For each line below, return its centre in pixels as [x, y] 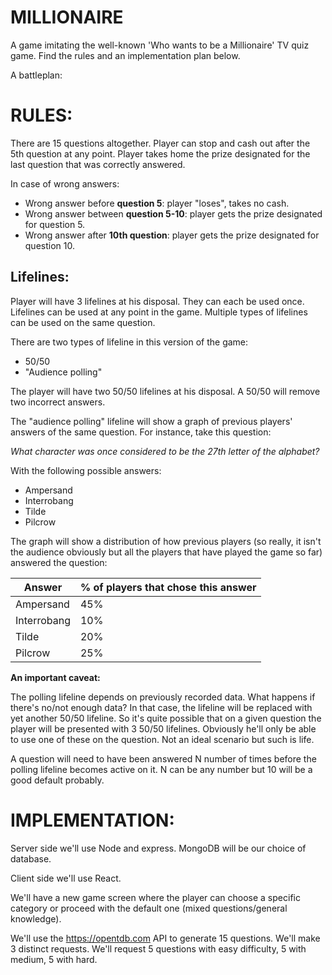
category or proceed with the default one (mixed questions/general [149, 908]
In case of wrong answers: [65, 183]
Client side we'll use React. [66, 878]
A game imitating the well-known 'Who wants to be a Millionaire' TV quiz [160, 45]
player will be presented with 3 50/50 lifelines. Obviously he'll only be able [163, 728]
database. [31, 858]
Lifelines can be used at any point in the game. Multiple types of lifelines [159, 312]
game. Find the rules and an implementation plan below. [125, 55]
